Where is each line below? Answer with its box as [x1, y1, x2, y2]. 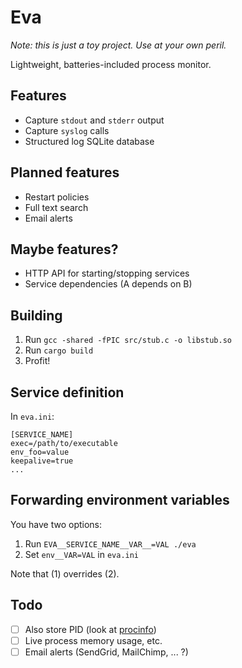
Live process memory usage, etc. [24, 634, 163, 646]
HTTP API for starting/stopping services [24, 267, 190, 280]
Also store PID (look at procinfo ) [24, 623, 157, 635]
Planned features [10, 164, 120, 181]
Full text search [24, 201, 89, 213]
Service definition [10, 384, 125, 401]
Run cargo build [24, 344, 94, 356]
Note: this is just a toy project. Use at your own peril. [10, 39, 227, 51]
